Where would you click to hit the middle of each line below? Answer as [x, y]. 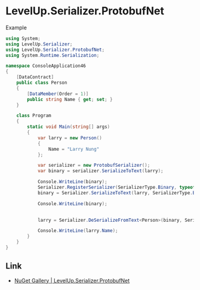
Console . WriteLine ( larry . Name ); [78, 231]
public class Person [42, 83]
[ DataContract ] [35, 77]
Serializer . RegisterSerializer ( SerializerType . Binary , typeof [116, 187]
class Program [34, 116]
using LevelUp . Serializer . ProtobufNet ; [55, 50]
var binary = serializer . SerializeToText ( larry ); [100, 171]
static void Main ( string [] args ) [69, 127]
